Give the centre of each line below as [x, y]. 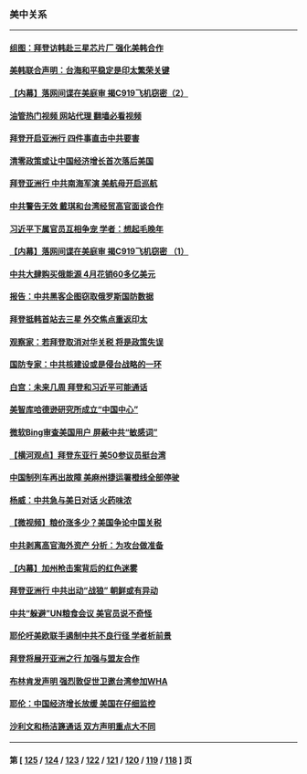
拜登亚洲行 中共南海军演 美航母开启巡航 [84, 184]
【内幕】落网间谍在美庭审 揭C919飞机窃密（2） [99, 93]
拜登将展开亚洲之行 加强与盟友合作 [74, 658]
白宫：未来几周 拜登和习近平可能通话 [79, 387]
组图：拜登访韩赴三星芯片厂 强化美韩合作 [87, 48]
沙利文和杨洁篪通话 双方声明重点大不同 [83, 726]
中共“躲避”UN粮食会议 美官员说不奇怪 [81, 613]
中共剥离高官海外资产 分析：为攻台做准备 [87, 545]
